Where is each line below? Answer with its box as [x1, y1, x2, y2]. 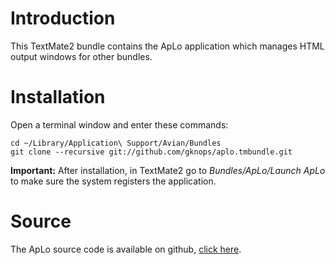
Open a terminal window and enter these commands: [10, 118, 229, 131]
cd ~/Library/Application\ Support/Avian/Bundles [10, 138, 222, 148]
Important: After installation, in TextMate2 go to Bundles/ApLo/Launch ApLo [10, 164, 326, 176]
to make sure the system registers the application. [10, 175, 217, 187]
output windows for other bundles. [10, 50, 153, 62]
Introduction [10, 7, 116, 30]
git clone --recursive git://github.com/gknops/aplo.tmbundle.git [10, 147, 293, 157]
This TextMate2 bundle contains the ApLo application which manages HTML [10, 40, 325, 52]
